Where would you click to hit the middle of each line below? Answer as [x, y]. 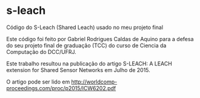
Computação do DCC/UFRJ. [42, 51]
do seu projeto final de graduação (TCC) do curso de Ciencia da [86, 45]
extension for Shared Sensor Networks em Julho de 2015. [78, 70]
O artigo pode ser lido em [38, 82]
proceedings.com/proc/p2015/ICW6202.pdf [61, 88]
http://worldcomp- [94, 82]
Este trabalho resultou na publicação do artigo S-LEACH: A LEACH [89, 64]
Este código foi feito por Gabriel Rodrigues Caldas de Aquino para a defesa [100, 39]
